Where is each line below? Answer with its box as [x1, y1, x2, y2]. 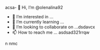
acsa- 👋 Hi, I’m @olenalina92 [5, 5, 63, 10]
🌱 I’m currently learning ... [12, 19, 64, 25]
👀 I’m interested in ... [12, 14, 54, 19]
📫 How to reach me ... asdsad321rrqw [12, 29, 90, 35]
